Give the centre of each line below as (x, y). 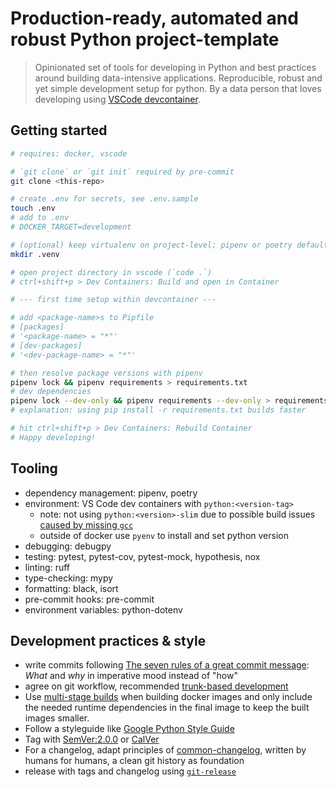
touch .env (33, 208)
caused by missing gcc (86, 524)
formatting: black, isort (71, 588)
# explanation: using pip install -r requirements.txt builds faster (158, 410)
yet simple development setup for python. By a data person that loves (178, 88)
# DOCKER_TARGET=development (71, 227)
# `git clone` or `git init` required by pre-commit (122, 172)
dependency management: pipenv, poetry (111, 493)
